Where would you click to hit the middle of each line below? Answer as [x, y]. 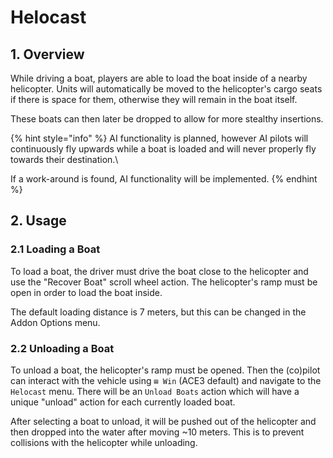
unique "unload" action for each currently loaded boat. [123, 402]
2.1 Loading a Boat [55, 249]
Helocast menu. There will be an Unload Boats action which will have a [155, 391]
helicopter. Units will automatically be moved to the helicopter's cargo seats [166, 89]
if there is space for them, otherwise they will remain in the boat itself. [154, 99]
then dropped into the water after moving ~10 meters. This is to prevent [157, 432]
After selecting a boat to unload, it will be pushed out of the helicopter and [163, 421]
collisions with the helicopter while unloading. [104, 442]
